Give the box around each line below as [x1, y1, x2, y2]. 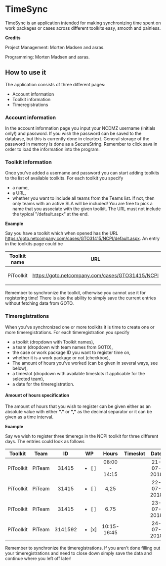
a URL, [12, 190, 26, 196]
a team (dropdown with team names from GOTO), [12, 344, 113, 350]
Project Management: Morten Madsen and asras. [5, 44, 105, 50]
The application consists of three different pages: [5, 81, 106, 87]
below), [12, 365, 28, 371]
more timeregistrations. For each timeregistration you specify [5, 329, 130, 335]
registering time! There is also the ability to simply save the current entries [5, 295, 157, 301]
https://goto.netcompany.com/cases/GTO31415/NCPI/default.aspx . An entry [5, 235, 160, 241]
